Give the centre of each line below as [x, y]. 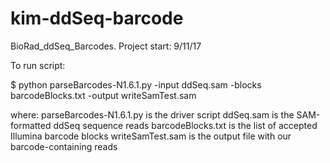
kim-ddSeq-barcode [97, 18]
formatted [31, 125]
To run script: [38, 65]
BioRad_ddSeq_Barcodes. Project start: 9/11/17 [106, 46]
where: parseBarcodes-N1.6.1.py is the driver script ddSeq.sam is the [152, 114]
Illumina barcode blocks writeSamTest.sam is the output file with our [151, 136]
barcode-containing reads [64, 146]
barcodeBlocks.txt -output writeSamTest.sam [103, 95]
